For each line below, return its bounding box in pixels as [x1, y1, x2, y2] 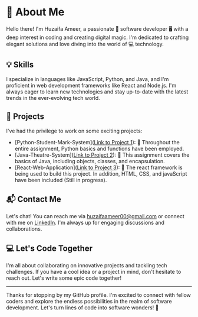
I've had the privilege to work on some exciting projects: [6, 127, 143, 134]
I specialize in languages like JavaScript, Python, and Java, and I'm [6, 75, 169, 82]
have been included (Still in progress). [14, 176, 107, 183]
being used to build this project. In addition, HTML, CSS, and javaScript [14, 170, 187, 177]
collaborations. [6, 225, 42, 232]
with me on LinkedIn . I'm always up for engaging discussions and [6, 219, 165, 227]
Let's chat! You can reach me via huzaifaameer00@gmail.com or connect [6, 213, 184, 220]
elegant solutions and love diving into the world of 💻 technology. [6, 40, 164, 47]
